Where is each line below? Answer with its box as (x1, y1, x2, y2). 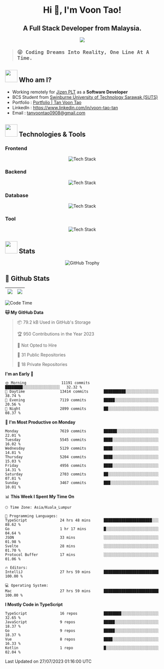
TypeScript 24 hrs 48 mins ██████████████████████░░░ (5, 517, 159, 523)
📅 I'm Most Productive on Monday (5, 419, 76, 425)
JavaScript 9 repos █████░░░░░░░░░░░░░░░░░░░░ (5, 619, 159, 624)
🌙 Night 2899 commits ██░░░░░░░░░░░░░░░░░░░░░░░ (5, 406, 159, 411)
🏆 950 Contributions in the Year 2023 (17, 331, 94, 336)
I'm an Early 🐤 (5, 371, 34, 377)
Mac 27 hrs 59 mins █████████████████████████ (5, 588, 159, 593)
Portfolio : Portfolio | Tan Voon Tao (12, 99, 82, 105)
